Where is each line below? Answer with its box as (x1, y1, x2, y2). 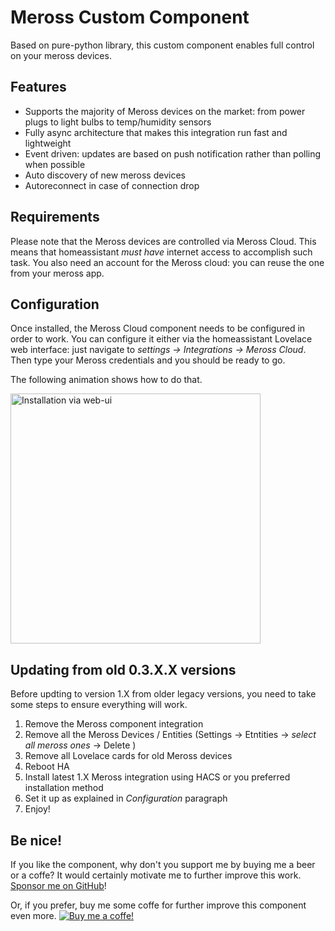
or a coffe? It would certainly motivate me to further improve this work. (10, 869, 302, 881)
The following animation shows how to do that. (10, 374, 203, 386)
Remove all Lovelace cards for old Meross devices (24, 750, 233, 762)
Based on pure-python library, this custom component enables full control (10, 39, 315, 51)
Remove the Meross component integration (24, 718, 204, 730)
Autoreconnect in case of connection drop (24, 179, 200, 191)
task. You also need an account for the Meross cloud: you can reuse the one (10, 256, 325, 268)
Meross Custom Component (10, 6, 250, 29)
